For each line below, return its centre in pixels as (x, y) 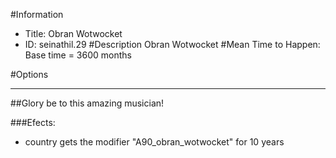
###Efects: (33, 122)
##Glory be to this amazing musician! (87, 103)
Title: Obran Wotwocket (73, 33)
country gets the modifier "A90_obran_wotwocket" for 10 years (154, 142)
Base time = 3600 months (78, 55)
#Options (29, 74)
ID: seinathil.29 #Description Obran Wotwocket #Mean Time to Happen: (172, 44)
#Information (37, 14)
